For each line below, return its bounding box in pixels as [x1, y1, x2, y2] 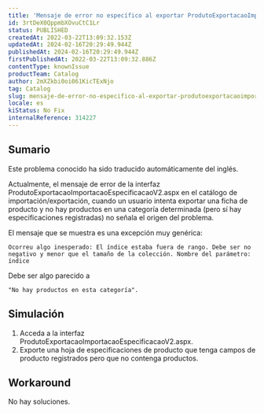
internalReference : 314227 [8, 114, 97, 122]
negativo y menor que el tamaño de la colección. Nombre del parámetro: [8, 250, 251, 258]
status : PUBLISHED [8, 26, 68, 34]
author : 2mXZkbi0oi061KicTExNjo [8, 77, 114, 85]
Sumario [8, 143, 51, 157]
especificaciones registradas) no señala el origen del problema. [8, 213, 214, 222]
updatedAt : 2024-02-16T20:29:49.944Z [8, 41, 132, 49]
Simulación [8, 308, 64, 321]
